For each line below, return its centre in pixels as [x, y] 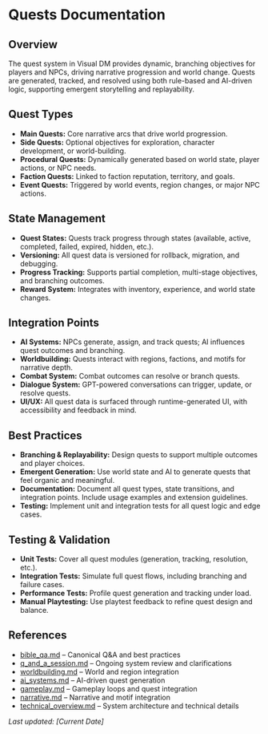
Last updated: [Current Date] [56, 721]
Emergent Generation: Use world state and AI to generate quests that [135, 472]
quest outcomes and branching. [72, 351]
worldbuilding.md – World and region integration [99, 671]
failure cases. [42, 585]
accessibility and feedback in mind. [78, 410]
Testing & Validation [59, 539]
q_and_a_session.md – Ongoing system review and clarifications [126, 663]
